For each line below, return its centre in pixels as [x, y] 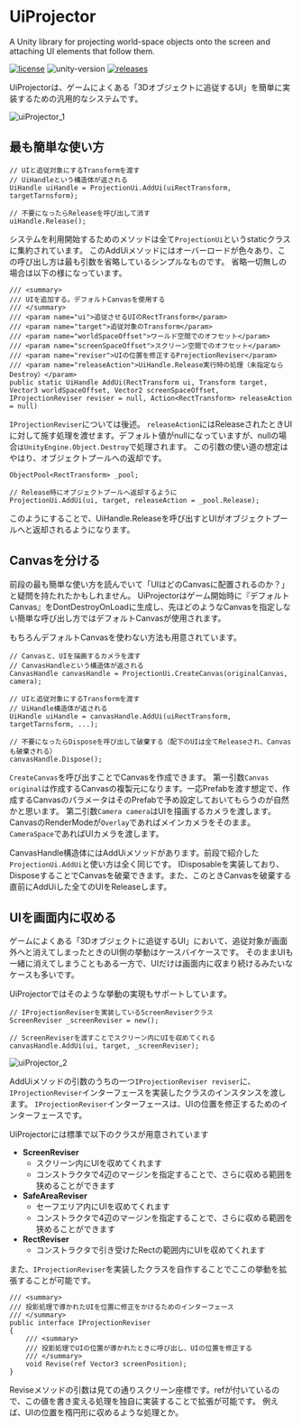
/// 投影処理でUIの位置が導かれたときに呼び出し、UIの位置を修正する [139, 1348]
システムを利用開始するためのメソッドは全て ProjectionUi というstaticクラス [150, 239]
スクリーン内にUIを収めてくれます [99, 1163]
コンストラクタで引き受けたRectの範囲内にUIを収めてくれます [151, 1250]
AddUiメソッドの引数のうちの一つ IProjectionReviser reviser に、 [133, 1081]
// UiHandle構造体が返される [59, 708]
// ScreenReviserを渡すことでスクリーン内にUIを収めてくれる [113, 1038]
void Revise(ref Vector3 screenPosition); [106, 1365]
